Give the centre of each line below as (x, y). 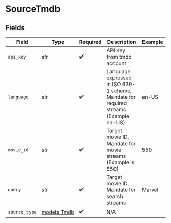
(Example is (121, 162)
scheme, (122, 91)
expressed (119, 78)
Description (122, 42)
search (115, 196)
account (116, 63)
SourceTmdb (33, 9)
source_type (22, 212)
